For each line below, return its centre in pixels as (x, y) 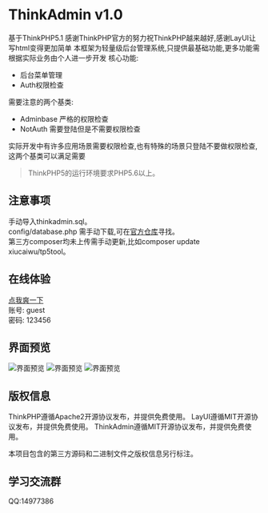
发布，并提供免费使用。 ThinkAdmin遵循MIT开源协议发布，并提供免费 (130, 427)
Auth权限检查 (42, 85)
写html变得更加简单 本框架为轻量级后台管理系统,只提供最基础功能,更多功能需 (134, 48)
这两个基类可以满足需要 (47, 156)
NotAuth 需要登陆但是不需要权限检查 (80, 129)
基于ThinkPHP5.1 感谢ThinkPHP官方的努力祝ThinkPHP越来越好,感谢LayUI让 (132, 38)
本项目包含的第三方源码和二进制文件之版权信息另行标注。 (103, 454)
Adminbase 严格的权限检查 (64, 118)
